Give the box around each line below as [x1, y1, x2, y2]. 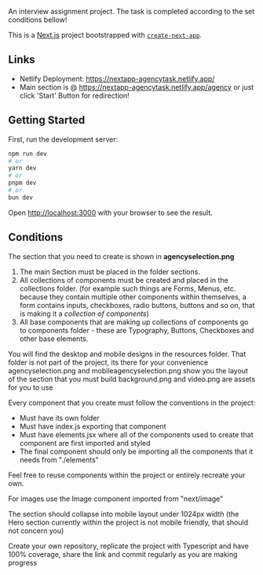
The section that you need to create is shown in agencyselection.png [8, 251, 235, 261]
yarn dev [8, 165, 37, 172]
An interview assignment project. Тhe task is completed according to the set [8, 7, 255, 16]
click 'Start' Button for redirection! [19, 91, 130, 100]
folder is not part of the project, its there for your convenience [8, 358, 209, 367]
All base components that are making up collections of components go [19, 317, 249, 326]
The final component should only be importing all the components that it [19, 447, 254, 456]
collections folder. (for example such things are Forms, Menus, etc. [19, 284, 236, 293]
